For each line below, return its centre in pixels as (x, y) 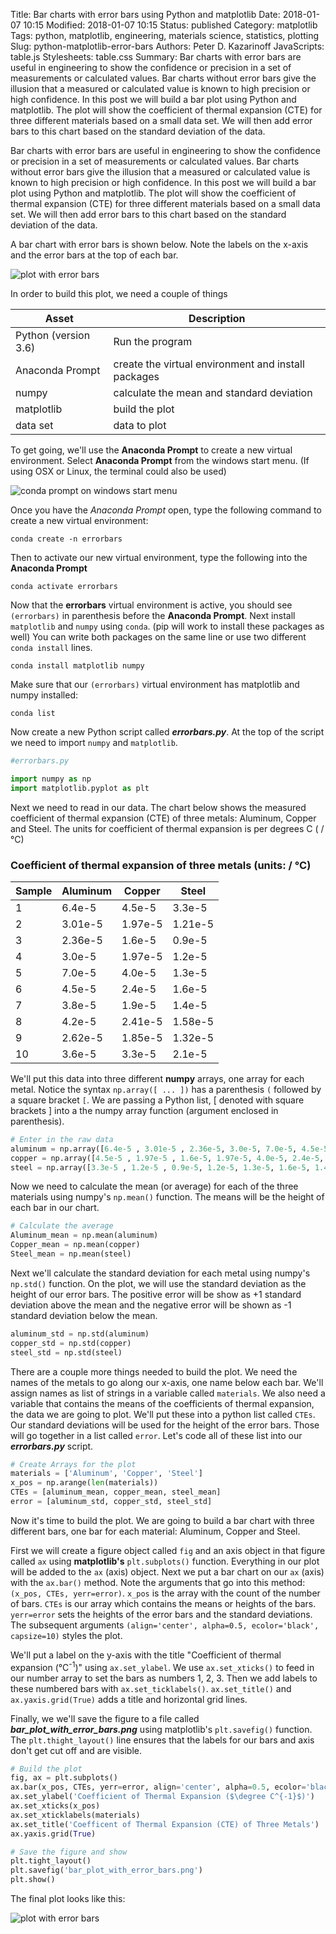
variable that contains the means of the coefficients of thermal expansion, (162, 1403)
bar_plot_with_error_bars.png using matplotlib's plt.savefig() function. (161, 1729)
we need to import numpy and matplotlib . (94, 742)
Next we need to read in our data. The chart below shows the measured (158, 807)
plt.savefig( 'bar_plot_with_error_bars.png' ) (106, 1870)
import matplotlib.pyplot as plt (80, 788)
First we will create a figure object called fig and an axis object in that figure (168, 1550)
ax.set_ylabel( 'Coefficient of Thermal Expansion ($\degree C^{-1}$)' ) (162, 1797)
